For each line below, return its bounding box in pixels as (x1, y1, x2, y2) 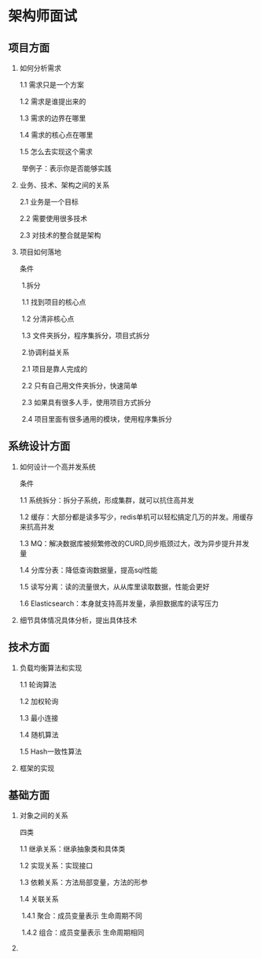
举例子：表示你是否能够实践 (21, 164, 112, 173)
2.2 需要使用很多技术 (19, 214, 88, 223)
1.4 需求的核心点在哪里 (19, 131, 94, 139)
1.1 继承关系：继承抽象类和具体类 (19, 844, 126, 854)
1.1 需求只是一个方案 (19, 80, 84, 89)
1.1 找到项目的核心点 (21, 297, 86, 307)
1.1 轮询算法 (19, 680, 57, 689)
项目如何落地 (19, 247, 61, 256)
